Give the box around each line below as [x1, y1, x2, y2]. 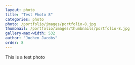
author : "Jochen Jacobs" [5, 36, 58, 41]
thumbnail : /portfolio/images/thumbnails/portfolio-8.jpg [5, 26, 130, 31]
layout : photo [5, 7, 35, 13]
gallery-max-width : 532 [5, 31, 56, 36]
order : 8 [5, 40, 24, 45]
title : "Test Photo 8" [5, 12, 53, 17]
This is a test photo [5, 54, 46, 60]
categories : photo [5, 17, 44, 22]
